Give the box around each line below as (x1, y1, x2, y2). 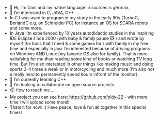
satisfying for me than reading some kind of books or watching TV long (9, 56, 152, 61)
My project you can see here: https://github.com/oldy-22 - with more (9, 94, 148, 100)
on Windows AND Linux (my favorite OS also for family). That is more (9, 51, 148, 57)
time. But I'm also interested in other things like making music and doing (9, 61, 154, 67)
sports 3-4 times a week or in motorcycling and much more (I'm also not (9, 66, 154, 72)
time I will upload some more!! (9, 99, 70, 105)
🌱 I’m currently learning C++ (9, 76, 66, 82)
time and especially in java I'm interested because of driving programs (9, 46, 150, 51)
